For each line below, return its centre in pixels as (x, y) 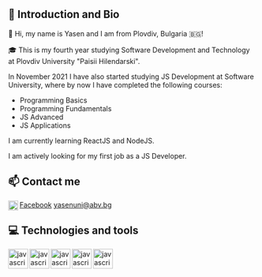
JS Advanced (41, 117)
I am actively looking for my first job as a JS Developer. (97, 155)
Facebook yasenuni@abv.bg (65, 204)
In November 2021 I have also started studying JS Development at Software (131, 77)
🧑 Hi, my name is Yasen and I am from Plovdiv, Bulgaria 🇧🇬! (106, 33)
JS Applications (45, 125)
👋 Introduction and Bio (64, 15)
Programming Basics (53, 100)
